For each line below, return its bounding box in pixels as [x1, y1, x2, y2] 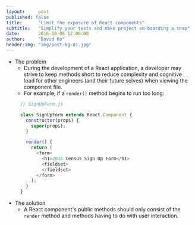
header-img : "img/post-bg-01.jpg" [6, 42, 92, 48]
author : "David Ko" [6, 36, 65, 42]
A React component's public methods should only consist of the [23, 206, 181, 213]
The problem [14, 58, 46, 65]
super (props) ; [30, 123, 66, 129]
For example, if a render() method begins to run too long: [23, 90, 165, 97]
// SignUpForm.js [20, 101, 64, 107]
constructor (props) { [26, 117, 79, 123]
